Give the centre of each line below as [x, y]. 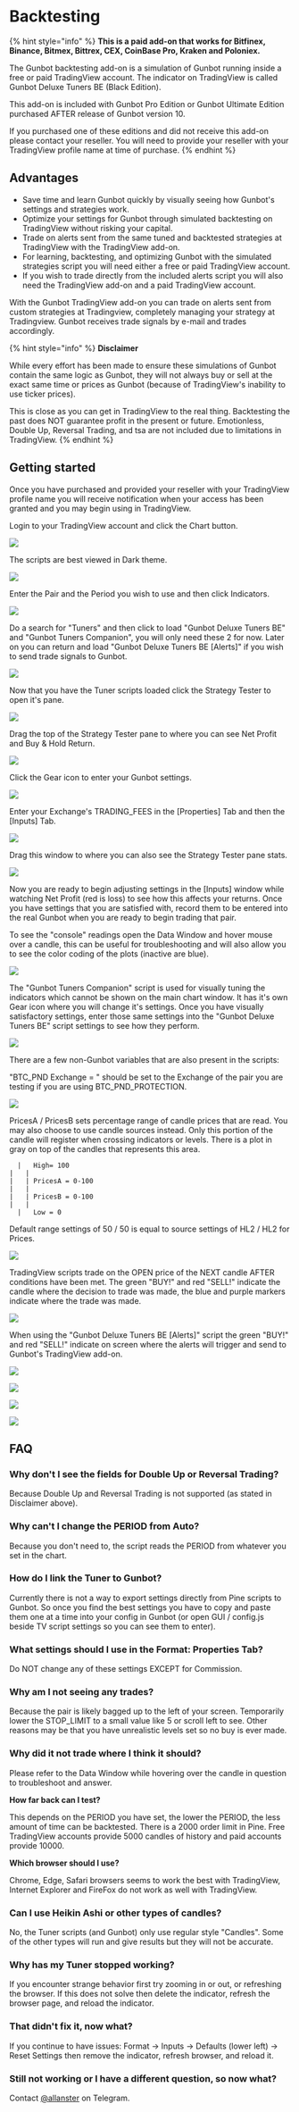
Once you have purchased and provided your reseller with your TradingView [149, 489]
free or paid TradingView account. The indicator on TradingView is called [144, 77]
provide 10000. [37, 1845]
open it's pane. [37, 699]
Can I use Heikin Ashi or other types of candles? [116, 1913]
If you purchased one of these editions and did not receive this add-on [139, 130]
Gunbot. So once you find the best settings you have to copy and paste [140, 1607]
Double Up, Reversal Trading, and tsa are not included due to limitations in [145, 430]
